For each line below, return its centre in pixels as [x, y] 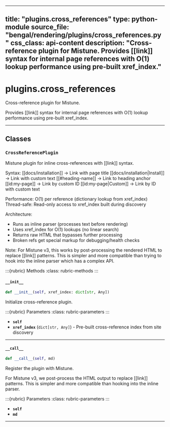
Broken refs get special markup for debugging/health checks [76, 240]
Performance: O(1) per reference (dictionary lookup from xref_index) [76, 199]
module [17, 27]
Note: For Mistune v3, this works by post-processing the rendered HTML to [84, 250]
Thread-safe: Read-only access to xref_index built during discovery [76, 204]
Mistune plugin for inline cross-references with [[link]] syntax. [70, 163]
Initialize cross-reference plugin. [39, 302]
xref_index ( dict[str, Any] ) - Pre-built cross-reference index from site [87, 327]
